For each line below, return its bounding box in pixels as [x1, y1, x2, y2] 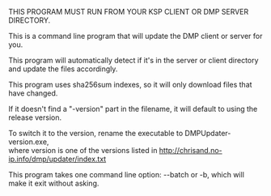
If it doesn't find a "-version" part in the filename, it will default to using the [8, 104, 258, 113]
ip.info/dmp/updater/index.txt [8, 154, 107, 164]
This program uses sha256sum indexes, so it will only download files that [8, 80, 252, 89]
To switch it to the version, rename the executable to [8, 129, 184, 138]
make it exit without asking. [8, 178, 100, 188]
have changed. [8, 88, 58, 98]
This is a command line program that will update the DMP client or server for [8, 32, 263, 40]
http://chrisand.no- [159, 146, 222, 155]
